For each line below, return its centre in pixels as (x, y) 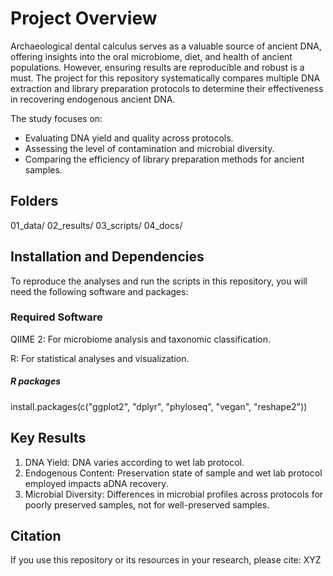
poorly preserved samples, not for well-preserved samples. (147, 504)
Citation (36, 536)
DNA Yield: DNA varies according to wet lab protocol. (134, 462)
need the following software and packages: (99, 291)
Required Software (56, 317)
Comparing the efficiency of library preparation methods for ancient (164, 159)
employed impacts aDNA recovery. (96, 483)
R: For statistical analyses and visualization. (100, 358)
